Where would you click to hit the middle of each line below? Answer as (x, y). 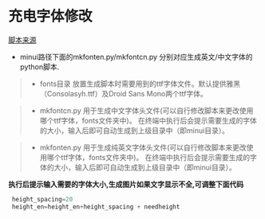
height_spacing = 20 (42, 199)
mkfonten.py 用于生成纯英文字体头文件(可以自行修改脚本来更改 (143, 147)
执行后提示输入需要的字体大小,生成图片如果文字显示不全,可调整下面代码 (126, 184)
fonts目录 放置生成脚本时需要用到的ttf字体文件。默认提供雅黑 (140, 84)
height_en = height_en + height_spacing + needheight (96, 207)
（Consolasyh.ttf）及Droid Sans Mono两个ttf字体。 (123, 93)
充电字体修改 (51, 16)
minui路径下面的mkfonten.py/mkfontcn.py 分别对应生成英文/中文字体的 (136, 57)
